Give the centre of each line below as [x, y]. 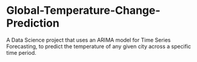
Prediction [33, 23]
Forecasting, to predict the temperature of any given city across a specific [99, 46]
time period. [21, 52]
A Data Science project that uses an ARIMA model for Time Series [88, 40]
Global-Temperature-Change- [83, 11]
